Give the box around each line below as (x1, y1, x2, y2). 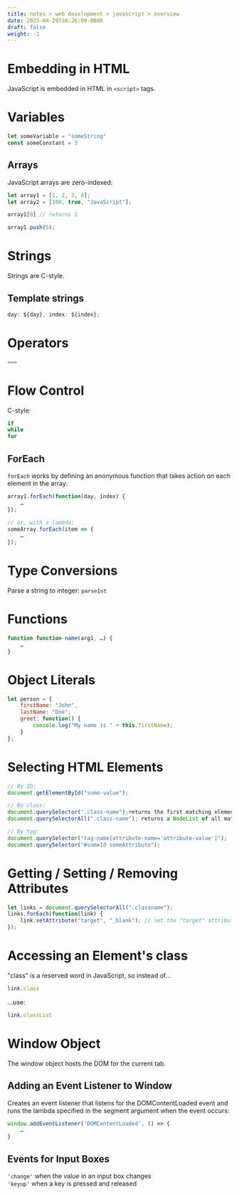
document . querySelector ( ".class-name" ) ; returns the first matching (7, 809, 212, 816)
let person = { (7, 695, 53, 703)
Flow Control (7, 382, 85, 398)
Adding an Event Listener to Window (7, 1080, 173, 1092)
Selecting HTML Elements (7, 759, 164, 775)
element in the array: (7, 479, 68, 487)
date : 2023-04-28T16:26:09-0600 (7, 17, 103, 24)
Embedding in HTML (7, 61, 130, 77)
